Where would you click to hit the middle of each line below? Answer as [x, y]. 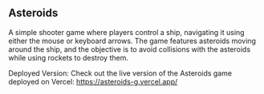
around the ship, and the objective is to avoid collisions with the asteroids [130, 49]
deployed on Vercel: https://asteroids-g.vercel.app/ [93, 81]
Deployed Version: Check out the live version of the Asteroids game [120, 73]
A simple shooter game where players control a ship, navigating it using [126, 32]
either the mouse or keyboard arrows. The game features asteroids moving [132, 41]
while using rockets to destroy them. [68, 57]
